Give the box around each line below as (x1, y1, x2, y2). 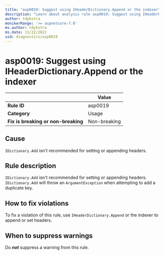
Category (7, 110, 30, 117)
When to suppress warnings (5, 232, 93, 240)
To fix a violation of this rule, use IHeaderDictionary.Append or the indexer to (5, 212, 159, 218)
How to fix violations (5, 199, 69, 208)
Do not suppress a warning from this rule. (5, 245, 89, 251)
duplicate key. (5, 185, 33, 191)
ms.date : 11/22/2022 (5, 30, 47, 35)
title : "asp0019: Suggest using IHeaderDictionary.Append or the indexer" (5, 7, 161, 12)
